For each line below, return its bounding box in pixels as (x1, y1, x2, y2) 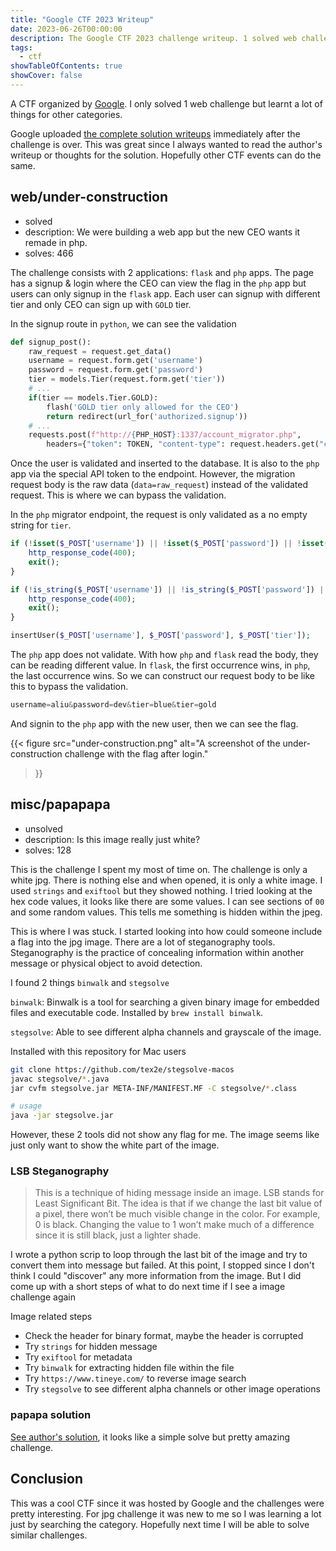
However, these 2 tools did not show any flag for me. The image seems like (10, 1129, 320, 1141)
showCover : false (10, 71, 83, 81)
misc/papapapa (10, 796, 111, 813)
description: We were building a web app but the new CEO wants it (24, 226, 301, 238)
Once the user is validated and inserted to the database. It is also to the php (10, 457, 320, 470)
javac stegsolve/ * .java (10, 1074, 110, 1084)
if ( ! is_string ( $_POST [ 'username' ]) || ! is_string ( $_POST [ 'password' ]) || (10, 584, 329, 595)
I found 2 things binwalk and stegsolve (10, 976, 170, 988)
